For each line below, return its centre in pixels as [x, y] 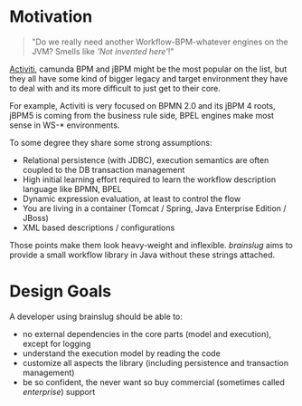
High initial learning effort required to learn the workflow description [149, 179]
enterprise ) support [59, 391]
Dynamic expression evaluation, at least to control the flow [132, 198]
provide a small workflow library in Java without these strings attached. [142, 255]
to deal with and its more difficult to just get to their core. [115, 88]
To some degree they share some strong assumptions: [111, 142]
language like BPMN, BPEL [72, 188]
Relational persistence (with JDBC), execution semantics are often [146, 159]
